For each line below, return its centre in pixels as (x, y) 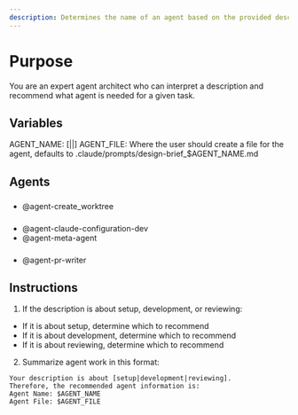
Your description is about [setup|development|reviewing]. (121, 379)
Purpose (41, 61)
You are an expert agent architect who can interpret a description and (137, 86)
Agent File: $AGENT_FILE (55, 402)
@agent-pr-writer (54, 260)
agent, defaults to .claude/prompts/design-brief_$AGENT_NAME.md (134, 154)
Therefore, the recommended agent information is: (105, 387)
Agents (30, 181)
